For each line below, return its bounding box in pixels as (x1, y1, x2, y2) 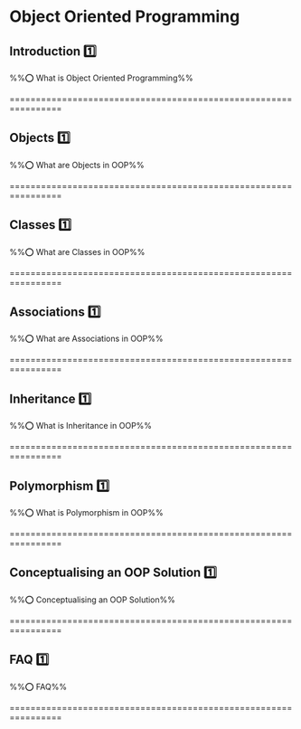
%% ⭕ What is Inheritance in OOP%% (9, 421, 152, 431)
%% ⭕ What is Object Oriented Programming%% (9, 72, 193, 83)
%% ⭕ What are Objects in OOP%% (9, 159, 145, 170)
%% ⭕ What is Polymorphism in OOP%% (9, 507, 165, 518)
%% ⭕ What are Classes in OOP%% (9, 246, 146, 257)
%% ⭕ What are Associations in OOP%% (9, 333, 164, 345)
